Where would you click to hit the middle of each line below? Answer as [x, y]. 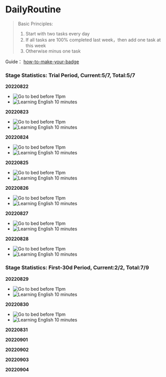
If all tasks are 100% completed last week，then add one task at [93, 40]
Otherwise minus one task [53, 51]
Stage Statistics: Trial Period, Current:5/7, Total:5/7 [70, 75]
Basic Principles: [35, 24]
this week [36, 45]
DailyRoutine [33, 10]
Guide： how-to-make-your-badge [42, 61]
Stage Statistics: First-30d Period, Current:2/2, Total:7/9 [77, 267]
